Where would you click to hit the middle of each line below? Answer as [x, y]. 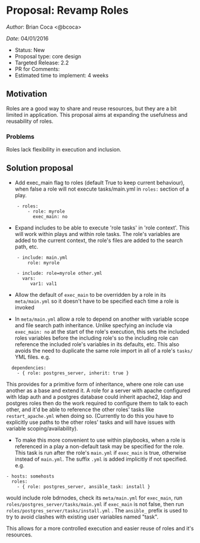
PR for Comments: [37, 69]
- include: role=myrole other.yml [60, 273]
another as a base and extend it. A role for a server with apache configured [98, 390]
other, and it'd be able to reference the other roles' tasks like [80, 409]
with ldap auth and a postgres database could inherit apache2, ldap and [94, 396]
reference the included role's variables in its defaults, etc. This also [97, 344]
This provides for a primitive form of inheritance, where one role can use [95, 384]
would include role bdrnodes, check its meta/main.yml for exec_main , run [94, 498]
